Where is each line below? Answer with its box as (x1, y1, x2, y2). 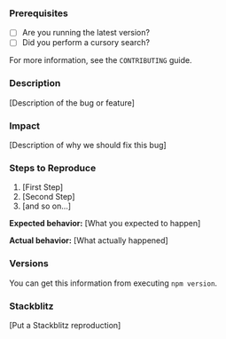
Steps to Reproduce (9, 162, 97, 174)
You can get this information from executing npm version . (9, 278, 218, 288)
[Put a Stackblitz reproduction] (9, 319, 121, 330)
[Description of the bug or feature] (9, 97, 136, 108)
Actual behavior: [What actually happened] (9, 235, 168, 246)
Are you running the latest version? (21, 28, 151, 38)
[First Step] (21, 182, 64, 193)
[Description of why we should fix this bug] (9, 140, 167, 151)
